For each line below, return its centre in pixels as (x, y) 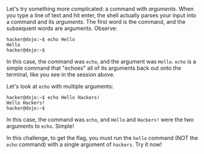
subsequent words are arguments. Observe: (62, 28)
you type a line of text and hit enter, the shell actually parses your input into (101, 15)
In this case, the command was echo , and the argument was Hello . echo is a (101, 61)
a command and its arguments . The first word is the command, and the (96, 22)
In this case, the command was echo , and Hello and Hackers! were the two (100, 119)
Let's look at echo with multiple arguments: (60, 86)
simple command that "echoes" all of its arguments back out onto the (94, 68)
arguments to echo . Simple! (40, 126)
